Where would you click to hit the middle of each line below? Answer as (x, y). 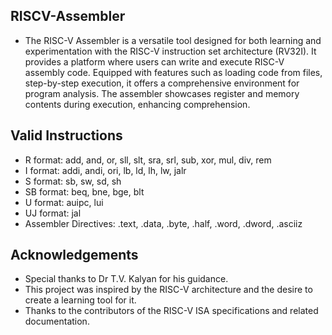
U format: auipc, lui (64, 202)
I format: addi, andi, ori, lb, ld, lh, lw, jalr (105, 170)
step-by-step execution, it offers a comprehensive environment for (162, 83)
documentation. (57, 321)
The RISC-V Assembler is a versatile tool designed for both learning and (173, 40)
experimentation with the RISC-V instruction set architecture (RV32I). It (170, 51)
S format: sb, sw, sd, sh (73, 181)
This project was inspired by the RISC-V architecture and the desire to (168, 290)
